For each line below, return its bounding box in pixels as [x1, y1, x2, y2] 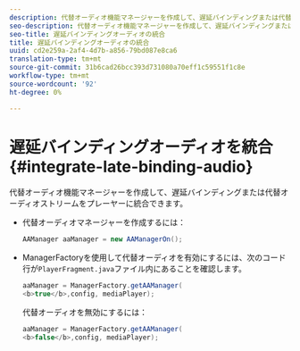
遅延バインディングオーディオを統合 [9, 137, 274, 157]
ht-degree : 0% [9, 88, 62, 96]
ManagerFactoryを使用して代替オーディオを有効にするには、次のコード [21, 252, 287, 263]
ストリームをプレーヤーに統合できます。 [39, 198, 188, 209]
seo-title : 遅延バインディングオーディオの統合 [9, 29, 166, 38]
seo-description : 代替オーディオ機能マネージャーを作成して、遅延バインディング [9, 21, 275, 30]
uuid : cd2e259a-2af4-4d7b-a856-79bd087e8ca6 [9, 46, 178, 55]
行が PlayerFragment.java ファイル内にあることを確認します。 [21, 263, 247, 274]
